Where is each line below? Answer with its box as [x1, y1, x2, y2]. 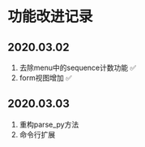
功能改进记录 [7, 7, 94, 26]
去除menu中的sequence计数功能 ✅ [19, 63, 137, 72]
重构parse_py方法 [19, 119, 79, 129]
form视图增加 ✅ [19, 73, 72, 82]
